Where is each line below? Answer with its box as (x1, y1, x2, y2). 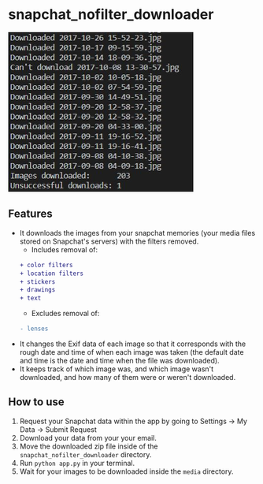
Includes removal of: (31, 244, 98, 254)
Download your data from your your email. (19, 433, 157, 442)
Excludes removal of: (31, 309, 100, 318)
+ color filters (19, 261, 73, 269)
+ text (19, 294, 42, 303)
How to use (8, 396, 65, 409)
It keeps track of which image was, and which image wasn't (19, 364, 214, 374)
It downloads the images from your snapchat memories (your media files (19, 228, 256, 237)
